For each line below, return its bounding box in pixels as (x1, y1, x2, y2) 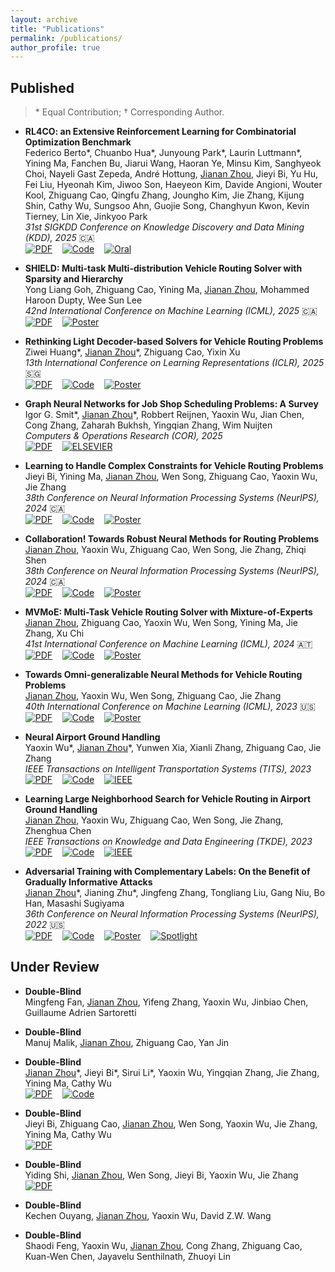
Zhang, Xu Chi (24, 627, 85, 640)
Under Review (10, 959, 100, 976)
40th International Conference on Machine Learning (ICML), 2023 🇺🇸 (24, 701, 316, 713)
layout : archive (10, 14, 78, 25)
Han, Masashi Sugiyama (24, 897, 125, 910)
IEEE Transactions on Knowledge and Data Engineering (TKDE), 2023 (24, 836, 313, 848)
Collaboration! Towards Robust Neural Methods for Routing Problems (24, 533, 320, 545)
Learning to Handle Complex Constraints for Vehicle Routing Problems (24, 460, 324, 472)
